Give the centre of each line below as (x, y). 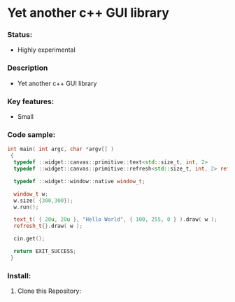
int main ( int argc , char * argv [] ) (60, 149)
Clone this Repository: (49, 291)
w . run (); (26, 207)
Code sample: (31, 135)
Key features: (31, 101)
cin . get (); (29, 239)
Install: (19, 275)
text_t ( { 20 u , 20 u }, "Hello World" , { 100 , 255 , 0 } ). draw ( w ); (116, 220)
